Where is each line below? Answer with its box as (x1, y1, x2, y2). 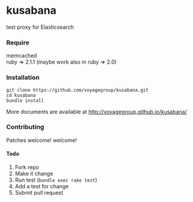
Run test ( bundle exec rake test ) (14, 176, 98, 183)
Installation (6, 73, 40, 82)
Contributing (6, 123, 44, 131)
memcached (6, 52, 37, 59)
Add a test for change (14, 183, 69, 190)
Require (6, 38, 30, 47)
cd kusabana (6, 92, 36, 98)
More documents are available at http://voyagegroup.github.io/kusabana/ (6, 108, 187, 115)
